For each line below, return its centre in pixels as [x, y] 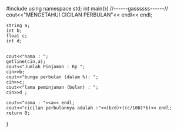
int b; [14, 31]
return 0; [18, 113]
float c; [17, 36]
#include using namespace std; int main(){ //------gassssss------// [87, 9]
